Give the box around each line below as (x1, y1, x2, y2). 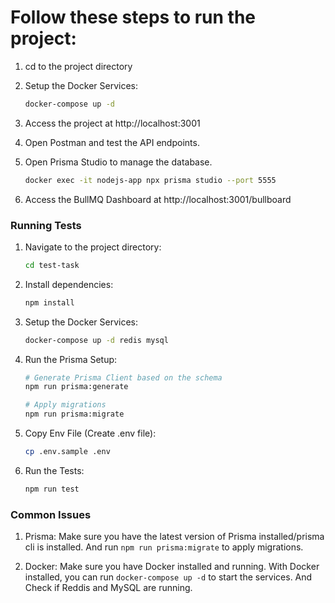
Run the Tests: (24, 464, 85, 476)
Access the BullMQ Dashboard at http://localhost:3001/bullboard (24, 193, 292, 205)
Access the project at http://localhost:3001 (24, 117, 201, 129)
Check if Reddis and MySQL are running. (24, 582, 193, 594)
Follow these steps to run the (10, 6, 257, 29)
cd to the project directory (24, 60, 133, 72)
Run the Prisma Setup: (24, 353, 118, 365)
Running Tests (10, 218, 82, 232)
